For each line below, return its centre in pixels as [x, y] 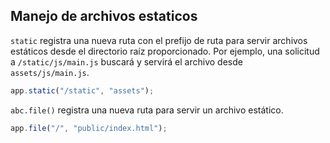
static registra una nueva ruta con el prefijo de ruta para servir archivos [159, 40]
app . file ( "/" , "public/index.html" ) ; [89, 128]
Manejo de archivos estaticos [104, 16]
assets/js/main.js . [50, 72]
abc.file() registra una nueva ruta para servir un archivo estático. [147, 110]
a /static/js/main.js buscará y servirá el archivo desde [126, 61]
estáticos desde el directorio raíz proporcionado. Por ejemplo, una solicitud [165, 51]
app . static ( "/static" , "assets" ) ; [82, 90]
